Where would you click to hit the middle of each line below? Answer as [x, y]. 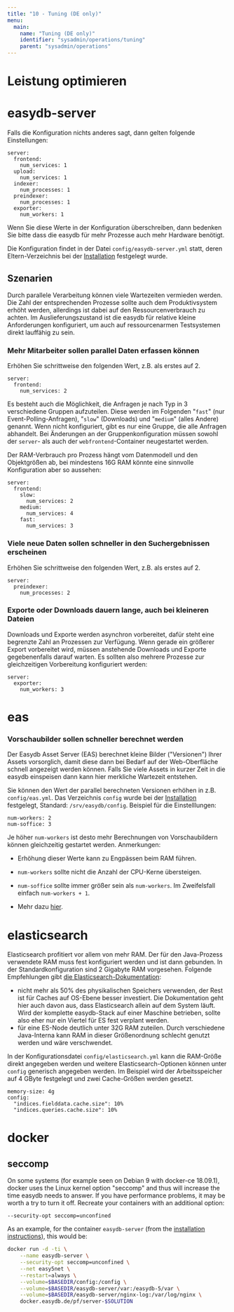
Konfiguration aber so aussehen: [54, 470]
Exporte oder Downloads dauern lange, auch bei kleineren [108, 610]
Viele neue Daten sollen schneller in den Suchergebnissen [109, 544]
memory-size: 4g [31, 1092]
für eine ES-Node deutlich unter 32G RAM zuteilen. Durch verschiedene [121, 1028]
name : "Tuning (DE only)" [58, 33]
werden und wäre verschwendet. [65, 1043]
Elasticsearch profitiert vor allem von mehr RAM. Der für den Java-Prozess [115, 955]
